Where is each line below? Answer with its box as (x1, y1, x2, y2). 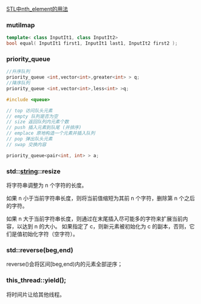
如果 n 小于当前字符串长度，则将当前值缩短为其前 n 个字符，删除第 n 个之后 (6, 194, 196, 202)
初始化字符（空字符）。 (22, 230, 78, 238)
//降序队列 (6, 80, 30, 87)
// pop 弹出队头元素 (6, 136, 53, 142)
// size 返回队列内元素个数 (6, 119, 69, 125)
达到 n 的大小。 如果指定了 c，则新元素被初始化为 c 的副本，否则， (22, 223, 189, 230)
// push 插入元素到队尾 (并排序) (6, 124, 82, 131)
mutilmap (6, 21, 35, 29)
